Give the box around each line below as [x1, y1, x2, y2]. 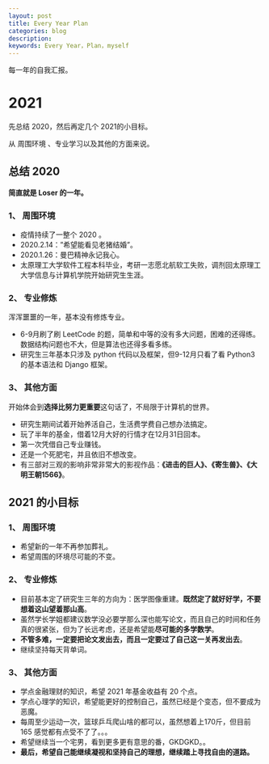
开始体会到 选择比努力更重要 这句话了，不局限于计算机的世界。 [8, 402, 214, 412]
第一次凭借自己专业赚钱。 [19, 439, 106, 449]
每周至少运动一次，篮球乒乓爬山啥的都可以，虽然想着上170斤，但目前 [19, 717, 252, 727]
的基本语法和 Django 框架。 [19, 360, 112, 369]
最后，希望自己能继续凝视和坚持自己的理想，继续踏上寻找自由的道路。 [19, 747, 254, 757]
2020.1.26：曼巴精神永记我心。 [19, 250, 124, 260]
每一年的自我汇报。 [8, 65, 73, 75]
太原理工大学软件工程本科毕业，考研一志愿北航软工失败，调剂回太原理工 [19, 260, 261, 270]
